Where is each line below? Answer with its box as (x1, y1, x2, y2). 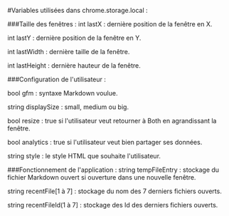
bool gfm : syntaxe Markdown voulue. (7, 89, 118, 97)
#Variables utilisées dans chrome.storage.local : (7, 6, 148, 14)
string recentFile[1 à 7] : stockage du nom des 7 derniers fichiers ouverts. (7, 187, 222, 195)
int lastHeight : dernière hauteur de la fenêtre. (7, 61, 141, 70)
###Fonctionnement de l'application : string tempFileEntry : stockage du (7, 165, 219, 174)
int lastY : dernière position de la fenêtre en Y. (7, 34, 142, 42)
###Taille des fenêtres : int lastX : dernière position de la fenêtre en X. (7, 20, 213, 28)
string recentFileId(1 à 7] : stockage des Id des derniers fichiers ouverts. (7, 201, 218, 209)
